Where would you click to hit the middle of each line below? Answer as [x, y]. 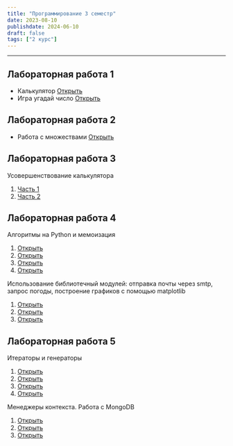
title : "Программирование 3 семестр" [62, 14]
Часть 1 [28, 189]
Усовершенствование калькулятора [61, 175]
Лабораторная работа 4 [62, 218]
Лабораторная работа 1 [61, 74]
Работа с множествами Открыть [66, 137]
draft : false [26, 33]
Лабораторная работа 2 [62, 120]
